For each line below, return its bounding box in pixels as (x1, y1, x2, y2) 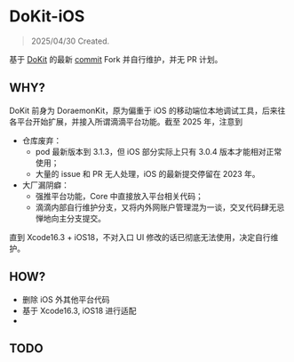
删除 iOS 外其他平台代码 (21, 294, 110, 304)
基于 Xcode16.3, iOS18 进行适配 (21, 305, 137, 316)
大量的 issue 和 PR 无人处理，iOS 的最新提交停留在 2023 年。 (35, 168, 260, 179)
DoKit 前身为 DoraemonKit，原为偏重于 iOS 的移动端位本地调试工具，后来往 (9, 105, 286, 116)
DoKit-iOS (9, 6, 85, 27)
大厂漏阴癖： (21, 180, 69, 190)
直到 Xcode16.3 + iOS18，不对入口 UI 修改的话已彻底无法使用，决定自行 (9, 231, 271, 242)
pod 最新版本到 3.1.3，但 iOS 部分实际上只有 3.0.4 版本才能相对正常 (35, 146, 282, 157)
